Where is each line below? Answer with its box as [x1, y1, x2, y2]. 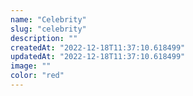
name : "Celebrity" [10, 14, 87, 25]
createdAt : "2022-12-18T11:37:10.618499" [10, 42, 186, 53]
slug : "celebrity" [10, 24, 87, 34]
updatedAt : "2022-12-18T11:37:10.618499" [10, 52, 186, 62]
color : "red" [10, 71, 65, 81]
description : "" [10, 33, 78, 43]
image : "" [10, 61, 52, 71]
